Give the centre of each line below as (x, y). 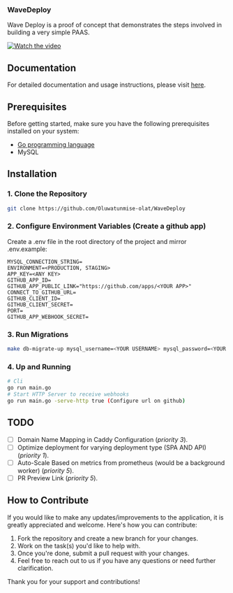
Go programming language (56, 144)
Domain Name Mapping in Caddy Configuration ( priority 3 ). (103, 439)
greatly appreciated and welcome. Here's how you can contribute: (102, 524)
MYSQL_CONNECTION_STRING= (45, 262)
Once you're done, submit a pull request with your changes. (103, 553)
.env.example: (27, 249)
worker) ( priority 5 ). (46, 471)
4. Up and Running (39, 366)
